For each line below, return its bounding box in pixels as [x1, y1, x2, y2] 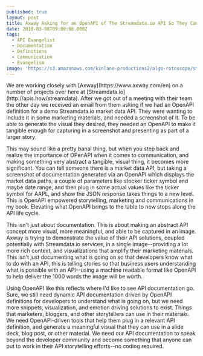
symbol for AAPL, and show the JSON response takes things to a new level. [6, 190, 195, 198]
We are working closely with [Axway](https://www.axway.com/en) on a [6, 82, 183, 89]
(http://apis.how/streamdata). [6, 95, 80, 102]
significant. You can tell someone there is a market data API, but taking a [6, 164, 187, 172]
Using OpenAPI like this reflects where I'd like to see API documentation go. [6, 284, 195, 292]
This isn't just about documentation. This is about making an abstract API [6, 221, 188, 229]
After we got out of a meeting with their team [80, 95, 192, 102]
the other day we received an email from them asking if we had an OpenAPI [6, 101, 195, 109]
